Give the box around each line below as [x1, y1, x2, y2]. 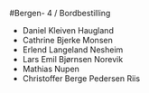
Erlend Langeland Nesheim [22, 44, 124, 55]
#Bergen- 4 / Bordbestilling [9, 8, 111, 18]
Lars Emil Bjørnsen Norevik [22, 54, 124, 64]
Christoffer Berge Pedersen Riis [22, 73, 141, 84]
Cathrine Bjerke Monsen [22, 35, 113, 45]
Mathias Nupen [22, 63, 79, 74]
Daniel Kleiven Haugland [22, 25, 115, 35]
